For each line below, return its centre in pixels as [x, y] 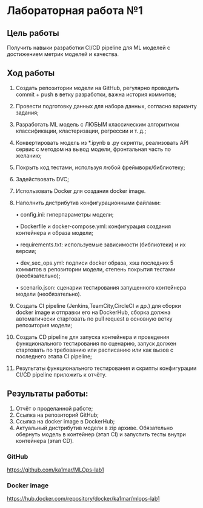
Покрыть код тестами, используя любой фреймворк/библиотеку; [100, 167]
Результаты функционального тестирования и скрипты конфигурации [106, 368]
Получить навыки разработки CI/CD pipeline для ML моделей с [88, 47]
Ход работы [31, 73]
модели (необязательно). [48, 294]
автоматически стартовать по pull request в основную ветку [94, 318]
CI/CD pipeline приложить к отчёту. [61, 374]
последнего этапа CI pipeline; [54, 356]
